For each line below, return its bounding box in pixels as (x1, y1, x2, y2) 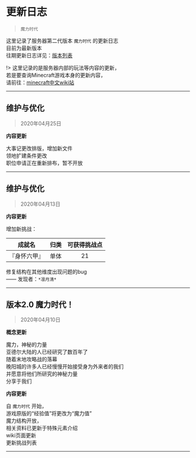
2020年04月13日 (20, 200, 61, 207)
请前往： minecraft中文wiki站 (6, 78, 75, 86)
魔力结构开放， (6, 417, 42, 425)
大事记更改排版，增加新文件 (6, 145, 73, 152)
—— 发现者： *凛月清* (6, 275, 57, 282)
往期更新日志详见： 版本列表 (6, 52, 73, 59)
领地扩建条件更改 (6, 152, 47, 159)
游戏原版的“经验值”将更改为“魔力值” (6, 410, 92, 417)
